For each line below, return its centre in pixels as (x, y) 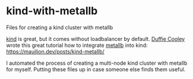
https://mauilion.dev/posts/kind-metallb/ (56, 51)
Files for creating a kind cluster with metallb (60, 27)
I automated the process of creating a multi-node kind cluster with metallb (97, 63)
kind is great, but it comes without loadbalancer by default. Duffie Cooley (96, 39)
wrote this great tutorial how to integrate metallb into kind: (77, 45)
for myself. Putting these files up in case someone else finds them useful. (96, 69)
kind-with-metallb (52, 11)
